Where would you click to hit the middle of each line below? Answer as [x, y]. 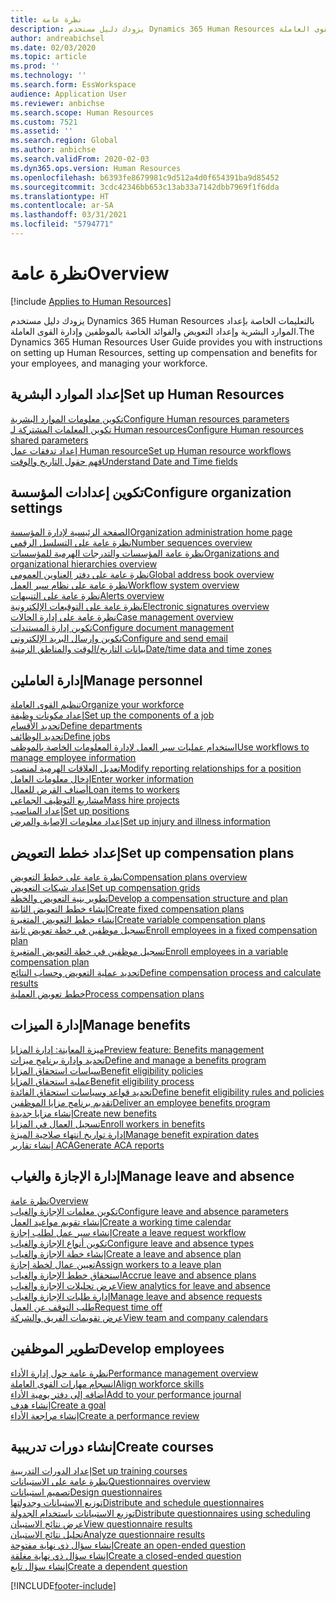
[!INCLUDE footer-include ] [63, 1586]
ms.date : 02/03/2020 [53, 47]
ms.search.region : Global [64, 141]
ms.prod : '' [35, 66]
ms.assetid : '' [42, 131]
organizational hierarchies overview [84, 564]
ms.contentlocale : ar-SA [62, 206]
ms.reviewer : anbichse [57, 103]
